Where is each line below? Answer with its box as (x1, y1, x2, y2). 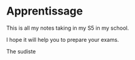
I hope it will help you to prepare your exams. (6, 36, 119, 43)
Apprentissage (6, 4, 83, 18)
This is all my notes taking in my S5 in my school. (6, 24, 130, 32)
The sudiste (6, 47, 36, 55)
